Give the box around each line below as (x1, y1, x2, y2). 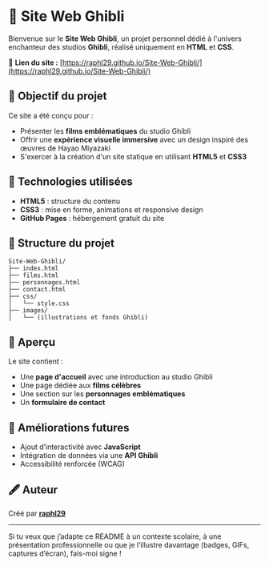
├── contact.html (8, 286, 66, 294)
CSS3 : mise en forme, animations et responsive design (19, 204, 203, 215)
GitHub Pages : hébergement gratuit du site (19, 213, 165, 223)
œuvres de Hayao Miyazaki (19, 143, 110, 153)
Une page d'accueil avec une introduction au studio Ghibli (19, 372, 214, 382)
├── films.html (8, 271, 59, 279)
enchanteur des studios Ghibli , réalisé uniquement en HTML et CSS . (8, 42, 235, 51)
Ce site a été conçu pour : (8, 110, 94, 120)
